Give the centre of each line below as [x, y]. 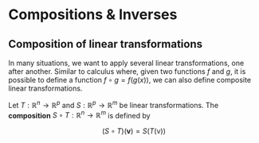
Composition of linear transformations [106, 44]
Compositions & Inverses [93, 15]
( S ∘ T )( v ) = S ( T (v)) [134, 131]
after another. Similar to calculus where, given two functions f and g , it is [127, 71]
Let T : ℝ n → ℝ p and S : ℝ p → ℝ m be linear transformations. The [114, 104]
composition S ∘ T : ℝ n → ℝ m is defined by [79, 114]
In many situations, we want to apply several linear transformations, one [126, 63]
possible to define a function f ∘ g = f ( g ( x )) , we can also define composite [130, 80]
